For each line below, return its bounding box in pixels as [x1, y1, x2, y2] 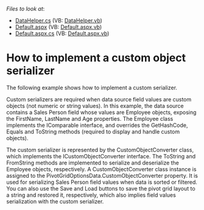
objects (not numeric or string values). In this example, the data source [6, 102, 184, 109]
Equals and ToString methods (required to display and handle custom [6, 127, 180, 135]
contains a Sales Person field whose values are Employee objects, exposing [6, 109, 197, 116]
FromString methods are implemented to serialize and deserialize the [6, 159, 180, 166]
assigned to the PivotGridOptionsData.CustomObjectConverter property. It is [6, 172, 198, 179]
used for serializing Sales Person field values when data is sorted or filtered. [6, 178, 198, 186]
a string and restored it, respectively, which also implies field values [6, 191, 177, 198]
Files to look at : [6, 5, 45, 12]
